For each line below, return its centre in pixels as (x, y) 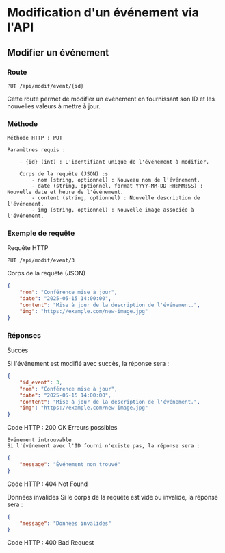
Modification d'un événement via (103, 13)
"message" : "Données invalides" (65, 523)
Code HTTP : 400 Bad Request (51, 543)
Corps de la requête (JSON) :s (64, 174)
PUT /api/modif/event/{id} (45, 86)
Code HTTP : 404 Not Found (48, 484)
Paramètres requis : (37, 150)
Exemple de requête (41, 233)
